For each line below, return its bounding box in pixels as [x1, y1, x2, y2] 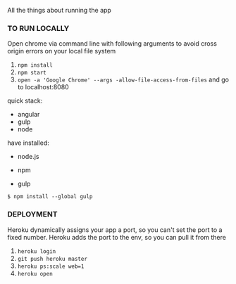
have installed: [7, 138, 49, 147]
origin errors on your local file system [7, 47, 116, 56]
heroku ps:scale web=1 [17, 263, 85, 270]
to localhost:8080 [17, 83, 69, 91]
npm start [17, 70, 47, 77]
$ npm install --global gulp [7, 193, 93, 200]
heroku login [17, 247, 56, 255]
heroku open [17, 270, 53, 277]
